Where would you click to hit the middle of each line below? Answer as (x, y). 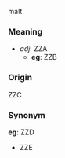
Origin (20, 78)
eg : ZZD (21, 132)
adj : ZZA (33, 49)
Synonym (27, 115)
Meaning (25, 31)
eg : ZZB (44, 57)
